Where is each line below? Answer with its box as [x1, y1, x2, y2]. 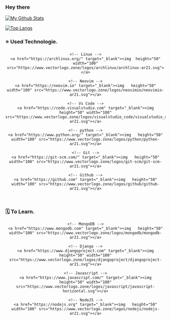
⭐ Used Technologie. [5, 38, 58, 45]
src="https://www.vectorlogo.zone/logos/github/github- [39, 181, 160, 187]
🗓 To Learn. [5, 208, 35, 215]
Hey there [5, 4, 31, 11]
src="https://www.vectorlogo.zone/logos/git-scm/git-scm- [36, 159, 162, 164]
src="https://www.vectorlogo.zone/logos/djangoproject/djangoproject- [9, 257, 162, 262]
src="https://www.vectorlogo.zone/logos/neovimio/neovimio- [34, 87, 164, 93]
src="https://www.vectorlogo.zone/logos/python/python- [39, 136, 160, 142]
